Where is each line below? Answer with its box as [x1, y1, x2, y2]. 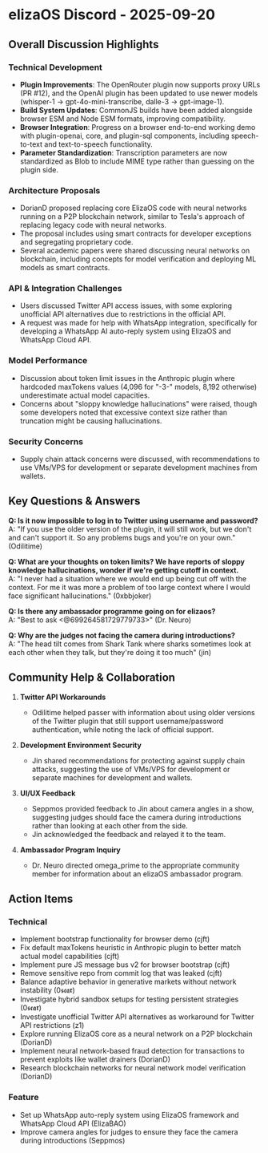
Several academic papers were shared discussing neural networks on [19, 246, 250, 256]
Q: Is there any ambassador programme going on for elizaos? [8, 606, 216, 616]
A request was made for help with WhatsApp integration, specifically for [19, 318, 258, 328]
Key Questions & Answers [8, 495, 141, 508]
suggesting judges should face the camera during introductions [31, 812, 242, 822]
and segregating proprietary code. [19, 237, 134, 247]
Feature [8, 1092, 39, 1103]
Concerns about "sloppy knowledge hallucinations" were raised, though [19, 398, 258, 408]
